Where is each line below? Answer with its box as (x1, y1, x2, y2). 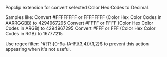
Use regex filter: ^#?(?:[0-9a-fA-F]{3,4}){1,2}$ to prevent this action (5, 41, 149, 47)
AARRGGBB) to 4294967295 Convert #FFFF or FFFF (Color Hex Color (5, 20, 153, 26)
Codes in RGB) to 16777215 (5, 31, 63, 36)
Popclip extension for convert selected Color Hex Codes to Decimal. (5, 5, 150, 10)
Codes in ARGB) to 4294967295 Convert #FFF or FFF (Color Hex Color (5, 25, 156, 31)
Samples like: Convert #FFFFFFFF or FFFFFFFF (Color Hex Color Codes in (5, 14, 162, 20)
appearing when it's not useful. (5, 46, 71, 52)
